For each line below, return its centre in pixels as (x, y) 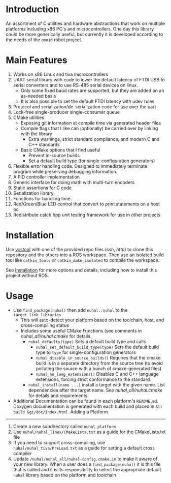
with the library (37, 134)
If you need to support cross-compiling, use (59, 442)
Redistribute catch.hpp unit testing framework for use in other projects (87, 215)
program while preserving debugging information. (65, 171)
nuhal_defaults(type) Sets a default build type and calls (87, 341)
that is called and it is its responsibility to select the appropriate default (87, 469)
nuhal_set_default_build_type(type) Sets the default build (97, 347)
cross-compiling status (45, 325)
